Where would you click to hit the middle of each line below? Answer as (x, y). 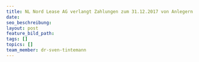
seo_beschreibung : (29, 22)
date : (13, 17)
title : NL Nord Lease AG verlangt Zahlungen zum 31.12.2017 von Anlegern (100, 12)
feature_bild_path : (30, 34)
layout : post (22, 28)
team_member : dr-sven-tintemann (46, 50)
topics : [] (20, 45)
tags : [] (17, 39)
